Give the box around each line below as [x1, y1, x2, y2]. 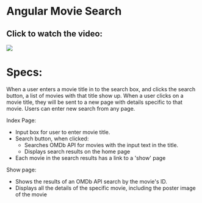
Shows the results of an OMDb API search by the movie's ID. [15, 177, 168, 185]
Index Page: [6, 117, 37, 124]
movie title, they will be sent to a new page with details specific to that [6, 98, 183, 106]
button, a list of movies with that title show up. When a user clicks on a [6, 92, 184, 99]
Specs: [6, 66, 43, 80]
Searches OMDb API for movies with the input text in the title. [24, 141, 179, 148]
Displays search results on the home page [24, 148, 131, 155]
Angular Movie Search [6, 4, 122, 18]
